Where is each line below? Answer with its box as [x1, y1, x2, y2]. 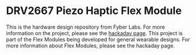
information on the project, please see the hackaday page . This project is [6, 29, 183, 36]
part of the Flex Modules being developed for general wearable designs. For [6, 36, 190, 43]
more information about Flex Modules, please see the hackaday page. [6, 42, 175, 49]
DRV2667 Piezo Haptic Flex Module [6, 4, 182, 18]
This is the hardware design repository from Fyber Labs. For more [6, 23, 165, 30]
